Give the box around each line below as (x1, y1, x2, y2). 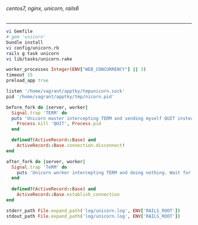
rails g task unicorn (6, 50, 60, 56)
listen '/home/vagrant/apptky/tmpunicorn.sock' (6, 89, 126, 94)
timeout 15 (6, 72, 33, 78)
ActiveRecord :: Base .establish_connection (16, 192, 120, 198)
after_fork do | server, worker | (6, 158, 85, 165)
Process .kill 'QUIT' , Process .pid (16, 121, 101, 127)
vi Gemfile (6, 28, 33, 35)
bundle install (6, 39, 44, 45)
